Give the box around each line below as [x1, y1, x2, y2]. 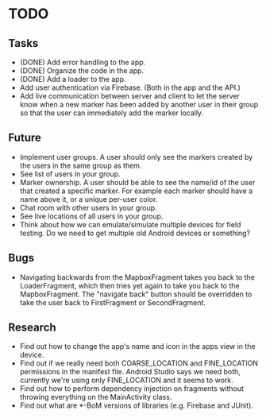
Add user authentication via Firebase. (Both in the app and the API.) [19, 83, 241, 92]
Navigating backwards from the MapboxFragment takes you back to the [19, 272, 256, 282]
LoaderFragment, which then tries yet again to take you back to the [19, 281, 240, 290]
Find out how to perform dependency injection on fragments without [19, 384, 245, 393]
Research [8, 321, 57, 335]
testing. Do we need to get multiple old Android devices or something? [19, 228, 251, 238]
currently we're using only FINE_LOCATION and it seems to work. [19, 375, 234, 385]
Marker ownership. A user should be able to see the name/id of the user [19, 177, 256, 187]
